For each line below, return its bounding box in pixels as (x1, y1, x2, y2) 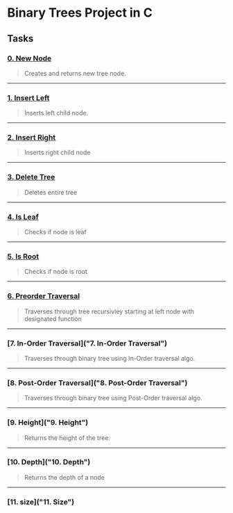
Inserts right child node (24, 148, 91, 157)
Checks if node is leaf (24, 228, 87, 236)
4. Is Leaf (7, 212, 40, 222)
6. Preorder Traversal (7, 291, 80, 301)
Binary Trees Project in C (7, 5, 153, 21)
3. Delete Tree (7, 172, 55, 182)
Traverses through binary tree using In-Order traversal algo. (24, 354, 196, 362)
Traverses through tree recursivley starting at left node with (24, 307, 195, 316)
